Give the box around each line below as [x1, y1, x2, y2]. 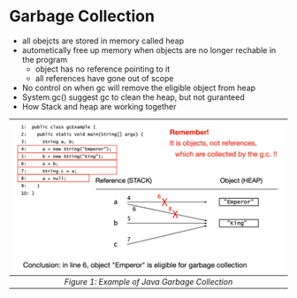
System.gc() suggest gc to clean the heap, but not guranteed [21, 91, 245, 103]
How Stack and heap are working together [21, 101, 177, 111]
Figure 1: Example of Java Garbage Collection [64, 276, 233, 287]
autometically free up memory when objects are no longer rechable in [21, 44, 277, 55]
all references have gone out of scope [34, 73, 174, 83]
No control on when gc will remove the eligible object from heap [21, 82, 256, 93]
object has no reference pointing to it [34, 64, 171, 74]
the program [21, 54, 68, 65]
